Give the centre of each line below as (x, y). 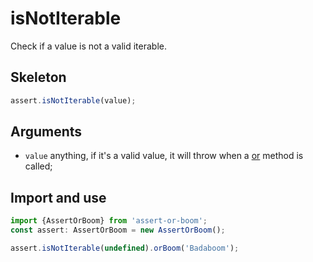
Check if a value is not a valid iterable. (88, 46)
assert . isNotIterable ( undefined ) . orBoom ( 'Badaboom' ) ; (125, 248)
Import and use (58, 197)
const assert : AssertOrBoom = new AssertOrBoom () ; (118, 230)
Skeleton (38, 77)
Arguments (46, 132)
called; (38, 166)
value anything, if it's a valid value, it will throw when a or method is (164, 156)
